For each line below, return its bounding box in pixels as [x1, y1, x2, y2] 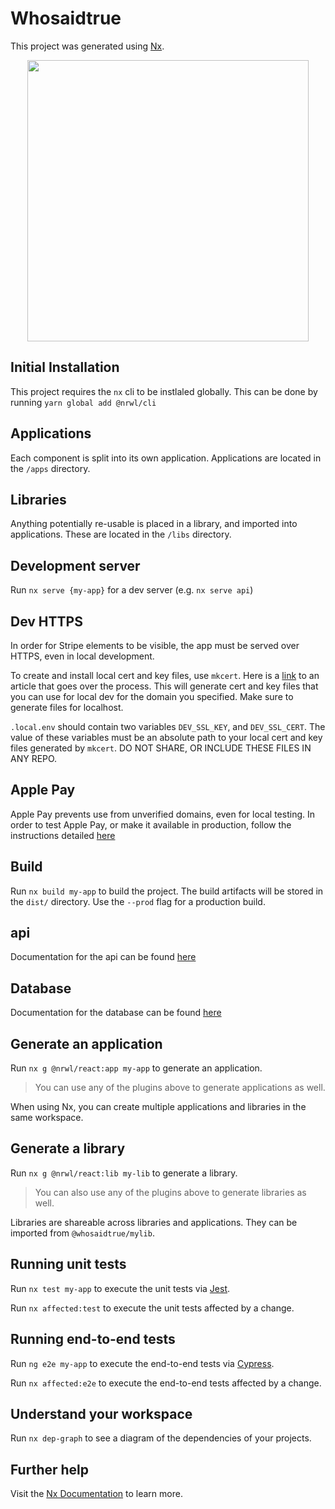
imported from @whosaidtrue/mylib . [10, 1227, 155, 1239]
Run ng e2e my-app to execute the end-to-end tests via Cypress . [10, 1357, 275, 1369]
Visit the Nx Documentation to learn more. [10, 1488, 183, 1500]
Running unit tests [10, 1256, 127, 1273]
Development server [10, 557, 141, 574]
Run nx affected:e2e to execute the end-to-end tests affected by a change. [10, 1377, 322, 1389]
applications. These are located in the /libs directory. [10, 528, 232, 541]
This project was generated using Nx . [10, 40, 165, 52]
